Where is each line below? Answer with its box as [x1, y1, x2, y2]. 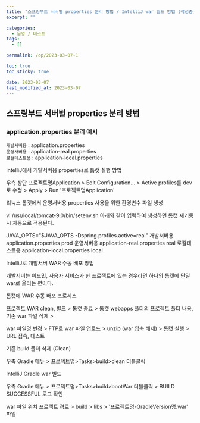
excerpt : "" [6, 14, 36, 20]
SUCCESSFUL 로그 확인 [6, 390, 64, 397]
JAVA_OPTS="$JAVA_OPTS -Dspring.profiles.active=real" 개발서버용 [6, 232, 174, 239]
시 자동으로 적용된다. [6, 220, 54, 227]
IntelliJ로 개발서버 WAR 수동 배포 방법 [6, 259, 94, 267]
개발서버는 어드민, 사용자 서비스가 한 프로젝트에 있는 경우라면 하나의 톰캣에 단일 [6, 272, 190, 280]
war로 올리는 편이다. [6, 280, 54, 287]
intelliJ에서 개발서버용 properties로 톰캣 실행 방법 [6, 167, 122, 174]
